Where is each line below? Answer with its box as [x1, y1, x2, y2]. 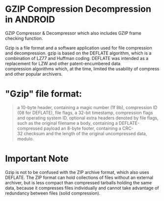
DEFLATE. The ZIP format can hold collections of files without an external [5, 174, 154, 180]
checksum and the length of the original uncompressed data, [24, 130, 147, 136]
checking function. [5, 35, 43, 41]
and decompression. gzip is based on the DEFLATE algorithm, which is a [5, 50, 152, 56]
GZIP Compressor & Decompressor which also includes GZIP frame [5, 30, 141, 36]
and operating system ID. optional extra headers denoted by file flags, [17, 115, 159, 121]
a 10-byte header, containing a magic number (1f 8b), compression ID [17, 104, 158, 110]
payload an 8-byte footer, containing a [43, 125, 121, 131]
